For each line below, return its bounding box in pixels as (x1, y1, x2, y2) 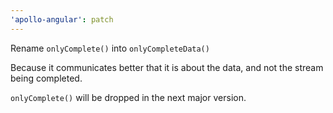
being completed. (10, 72, 83, 84)
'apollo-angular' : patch (10, 14, 114, 25)
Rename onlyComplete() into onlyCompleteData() (10, 42, 210, 54)
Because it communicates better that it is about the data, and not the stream (10, 61, 324, 73)
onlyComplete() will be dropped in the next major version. (10, 91, 247, 103)
